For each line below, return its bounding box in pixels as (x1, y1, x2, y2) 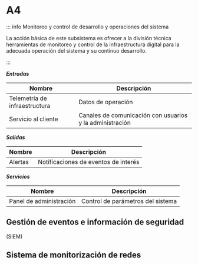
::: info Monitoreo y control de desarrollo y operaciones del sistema (6, 23, 169, 30)
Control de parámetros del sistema (81, 197, 177, 205)
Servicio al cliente (9, 115, 58, 123)
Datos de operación (78, 98, 133, 106)
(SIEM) (6, 233, 23, 240)
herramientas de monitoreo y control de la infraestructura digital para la (6, 41, 180, 48)
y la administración (78, 118, 131, 127)
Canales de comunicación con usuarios (78, 111, 188, 119)
